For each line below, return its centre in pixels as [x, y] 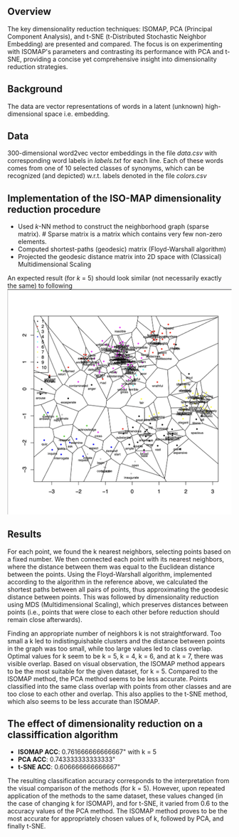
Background [35, 89]
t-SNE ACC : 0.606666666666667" [69, 767]
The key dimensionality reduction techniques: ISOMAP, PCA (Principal [110, 28]
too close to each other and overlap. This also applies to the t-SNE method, [117, 694]
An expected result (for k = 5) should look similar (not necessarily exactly [115, 278]
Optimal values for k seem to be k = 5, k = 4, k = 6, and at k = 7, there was [115, 656]
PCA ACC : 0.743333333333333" [67, 759]
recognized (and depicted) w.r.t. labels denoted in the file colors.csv [107, 176]
